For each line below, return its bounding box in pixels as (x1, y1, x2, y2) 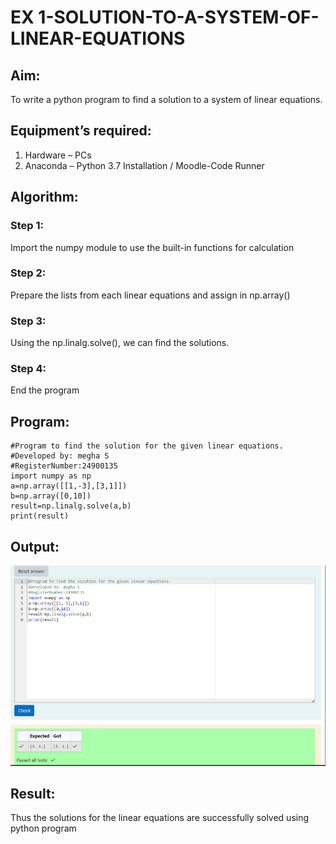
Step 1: (10, 219, 44, 233)
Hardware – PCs (24, 149, 92, 161)
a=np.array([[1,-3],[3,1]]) (10, 481, 128, 491)
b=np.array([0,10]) (10, 491, 92, 501)
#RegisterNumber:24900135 (10, 461, 118, 471)
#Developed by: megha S (10, 451, 110, 461)
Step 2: (10, 266, 47, 280)
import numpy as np (10, 471, 92, 481)
